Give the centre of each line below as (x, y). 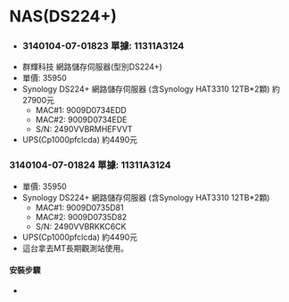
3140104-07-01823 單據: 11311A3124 (103, 46)
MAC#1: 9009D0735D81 (79, 208)
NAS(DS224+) (63, 16)
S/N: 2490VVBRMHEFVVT (84, 129)
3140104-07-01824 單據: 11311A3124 (90, 165)
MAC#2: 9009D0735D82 (81, 216)
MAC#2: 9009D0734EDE (81, 120)
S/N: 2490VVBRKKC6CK (81, 226)
